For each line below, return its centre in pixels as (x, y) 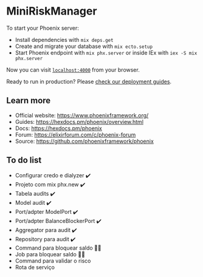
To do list (24, 160)
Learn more (29, 101)
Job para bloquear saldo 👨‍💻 (50, 254)
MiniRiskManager (52, 11)
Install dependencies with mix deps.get (64, 39)
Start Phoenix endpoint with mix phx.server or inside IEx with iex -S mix (106, 52)
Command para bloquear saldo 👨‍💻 (58, 248)
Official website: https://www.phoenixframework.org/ (82, 115)
